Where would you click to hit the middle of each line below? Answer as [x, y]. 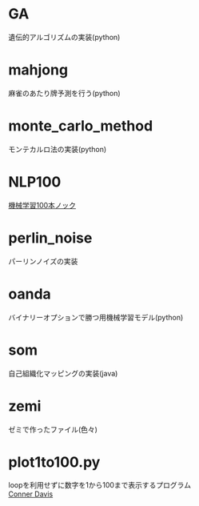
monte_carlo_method [81, 126]
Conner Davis [31, 494]
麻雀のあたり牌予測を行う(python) [65, 93]
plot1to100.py [54, 462]
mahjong [38, 70]
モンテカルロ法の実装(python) [58, 149]
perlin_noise [50, 238]
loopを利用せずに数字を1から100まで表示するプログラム [100, 485]
